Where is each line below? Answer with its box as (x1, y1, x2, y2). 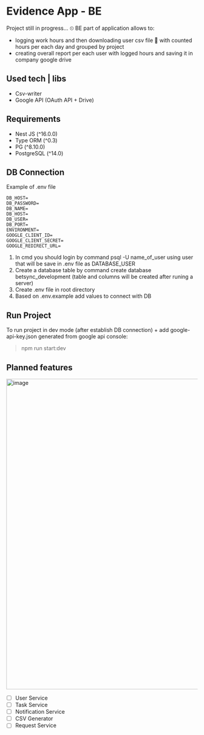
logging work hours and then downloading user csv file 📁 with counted (15, 37, 192, 44)
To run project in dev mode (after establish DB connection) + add (6, 326, 169, 334)
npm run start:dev (21, 345, 66, 352)
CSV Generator (15, 715, 53, 722)
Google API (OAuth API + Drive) (15, 96, 94, 104)
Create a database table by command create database (15, 267, 152, 274)
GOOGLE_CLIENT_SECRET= (6, 237, 64, 244)
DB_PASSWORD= (6, 200, 39, 206)
